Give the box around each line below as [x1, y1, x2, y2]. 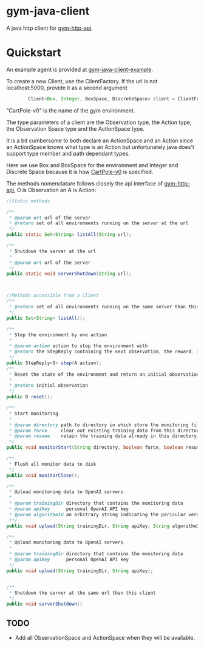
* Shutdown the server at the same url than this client [8, 590, 156, 596]
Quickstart [6, 46, 62, 60]
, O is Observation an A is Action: [13, 186, 97, 193]
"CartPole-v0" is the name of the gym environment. [6, 106, 135, 114]
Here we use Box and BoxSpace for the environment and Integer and [6, 161, 178, 168]
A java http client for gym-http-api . [6, 24, 93, 32]
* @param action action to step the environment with [8, 343, 148, 349]
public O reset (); [6, 394, 53, 400]
